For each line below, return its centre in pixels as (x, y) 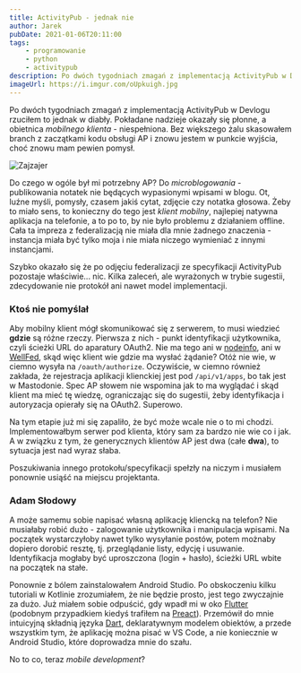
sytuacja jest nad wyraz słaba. (65, 450)
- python (42, 59)
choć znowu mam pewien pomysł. (73, 148)
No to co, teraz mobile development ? (77, 660)
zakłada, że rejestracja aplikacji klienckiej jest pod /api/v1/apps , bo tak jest (148, 375)
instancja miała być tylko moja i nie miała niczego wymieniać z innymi (138, 239)
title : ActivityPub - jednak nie (72, 17)
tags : (19, 43)
